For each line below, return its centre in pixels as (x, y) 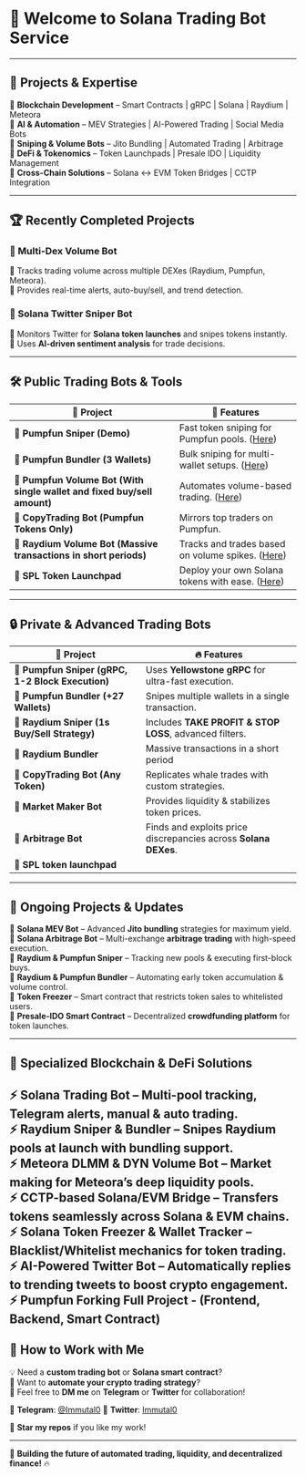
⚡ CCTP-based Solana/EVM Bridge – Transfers (144, 1197)
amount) (33, 502)
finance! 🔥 (30, 1463)
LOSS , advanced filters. (196, 734)
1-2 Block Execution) (61, 681)
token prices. (173, 812)
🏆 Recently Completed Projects (102, 221)
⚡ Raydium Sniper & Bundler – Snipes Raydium (143, 1129)
